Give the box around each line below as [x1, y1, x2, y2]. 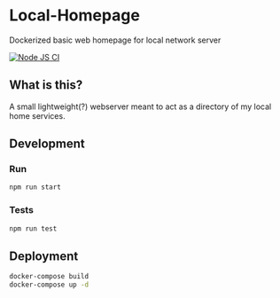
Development [9, 137, 86, 152]
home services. [9, 110, 66, 121]
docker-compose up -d [9, 280, 89, 289]
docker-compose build [9, 272, 89, 281]
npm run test [9, 223, 58, 233]
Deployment [9, 248, 79, 263]
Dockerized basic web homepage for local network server [9, 35, 222, 45]
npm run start [9, 183, 62, 192]
